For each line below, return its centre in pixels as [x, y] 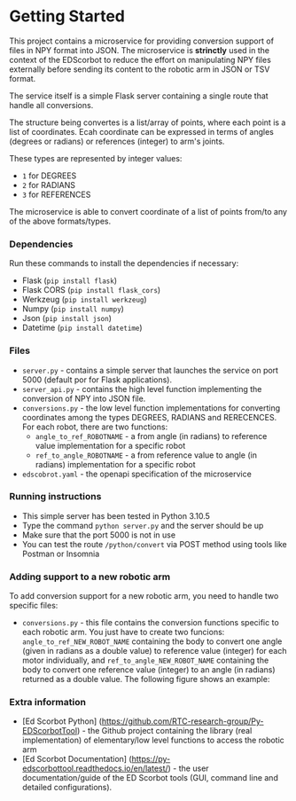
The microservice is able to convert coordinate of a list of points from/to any [148, 211]
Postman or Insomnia [61, 554]
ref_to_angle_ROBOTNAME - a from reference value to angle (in [146, 455]
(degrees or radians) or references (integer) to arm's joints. [117, 141]
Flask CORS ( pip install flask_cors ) [91, 290]
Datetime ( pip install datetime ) [82, 328]
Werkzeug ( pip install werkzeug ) [85, 300]
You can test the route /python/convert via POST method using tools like [154, 544]
